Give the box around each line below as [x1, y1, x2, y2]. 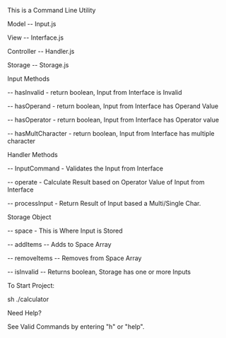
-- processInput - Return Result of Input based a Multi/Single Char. [7, 199, 201, 207]
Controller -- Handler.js [7, 47, 75, 55]
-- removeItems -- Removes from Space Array [7, 254, 142, 262]
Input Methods [7, 74, 50, 83]
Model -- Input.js [7, 20, 56, 28]
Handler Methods [7, 151, 58, 158]
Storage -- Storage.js [7, 61, 69, 69]
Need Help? [7, 309, 42, 317]
